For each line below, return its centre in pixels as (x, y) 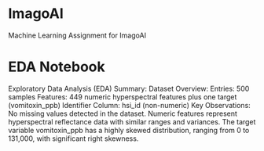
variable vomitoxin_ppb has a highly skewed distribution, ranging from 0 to (129, 130)
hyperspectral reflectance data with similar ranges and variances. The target (132, 121)
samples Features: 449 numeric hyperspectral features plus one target (123, 97)
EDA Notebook (57, 67)
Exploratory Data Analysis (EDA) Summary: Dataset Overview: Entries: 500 (129, 88)
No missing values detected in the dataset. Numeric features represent (123, 113)
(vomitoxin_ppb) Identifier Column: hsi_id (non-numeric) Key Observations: (130, 105)
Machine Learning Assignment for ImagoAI (77, 35)
